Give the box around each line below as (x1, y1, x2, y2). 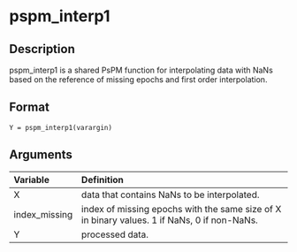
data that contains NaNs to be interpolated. (80, 188, 260, 201)
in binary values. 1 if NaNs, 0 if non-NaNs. (80, 214, 258, 226)
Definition (80, 173, 124, 186)
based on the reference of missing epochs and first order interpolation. (9, 74, 268, 85)
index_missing (13, 208, 73, 220)
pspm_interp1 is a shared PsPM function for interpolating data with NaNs (9, 65, 274, 75)
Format (9, 100, 50, 115)
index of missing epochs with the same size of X (80, 202, 282, 215)
